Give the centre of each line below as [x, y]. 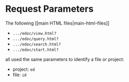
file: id [20, 74]
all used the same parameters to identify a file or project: [65, 59]
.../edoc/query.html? [35, 39]
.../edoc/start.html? [35, 50]
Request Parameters [49, 9]
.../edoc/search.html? [37, 44]
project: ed [24, 69]
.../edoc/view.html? [34, 33]
